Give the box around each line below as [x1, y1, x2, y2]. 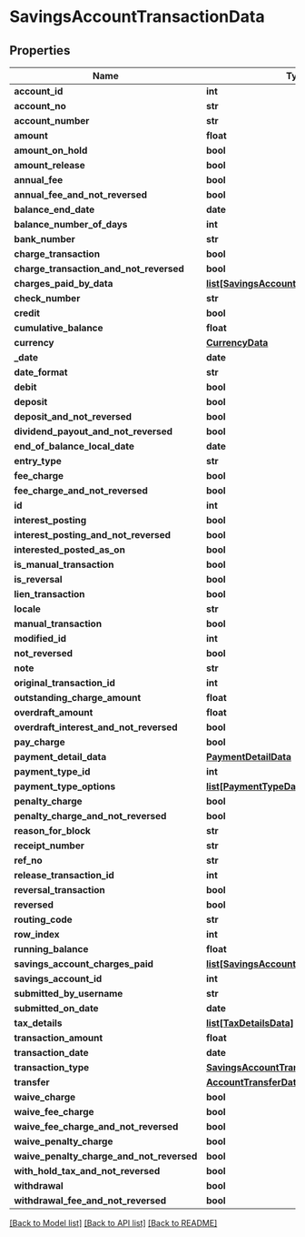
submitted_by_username [14, 988, 123, 999]
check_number [14, 292, 81, 304]
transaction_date [14, 1047, 89, 1059]
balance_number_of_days [14, 218, 128, 230]
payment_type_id [14, 766, 91, 777]
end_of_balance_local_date [14, 440, 134, 452]
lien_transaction [14, 588, 85, 600]
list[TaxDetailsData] [205, 1017, 294, 1029]
